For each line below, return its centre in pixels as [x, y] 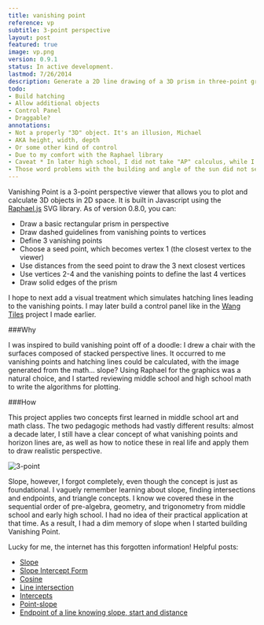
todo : [17, 89]
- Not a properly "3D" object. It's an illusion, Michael [105, 132]
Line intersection [47, 587]
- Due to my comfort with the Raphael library [86, 154]
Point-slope [38, 604]
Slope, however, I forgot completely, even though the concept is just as [123, 481]
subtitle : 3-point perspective [59, 30]
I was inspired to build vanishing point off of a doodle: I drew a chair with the [132, 345]
